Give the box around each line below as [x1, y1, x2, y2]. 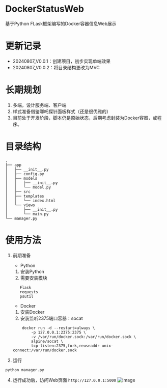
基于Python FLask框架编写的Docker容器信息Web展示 [5, 20, 117, 26]
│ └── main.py [5, 211, 49, 216]
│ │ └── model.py [5, 184, 51, 190]
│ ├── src [5, 189, 31, 194]
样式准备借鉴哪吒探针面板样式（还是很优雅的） [12, 108, 111, 115]
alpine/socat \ [31, 339, 64, 344]
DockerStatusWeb [5, 3, 84, 15]
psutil [19, 294, 34, 299]
